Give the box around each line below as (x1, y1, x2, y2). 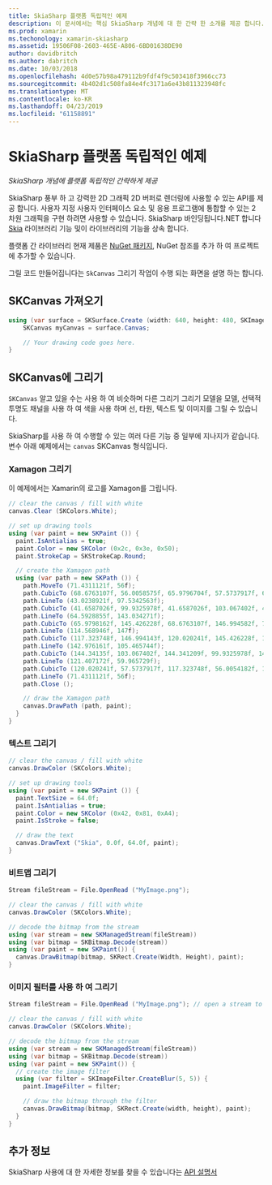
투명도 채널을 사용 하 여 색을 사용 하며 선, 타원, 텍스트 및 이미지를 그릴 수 (8, 403, 236, 414)
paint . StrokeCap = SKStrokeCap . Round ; (15, 552, 147, 560)
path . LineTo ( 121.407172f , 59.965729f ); (23, 657, 161, 666)
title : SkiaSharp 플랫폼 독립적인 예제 (8, 11, 128, 20)
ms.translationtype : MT (8, 87, 89, 96)
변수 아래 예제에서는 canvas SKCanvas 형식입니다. (8, 442, 168, 451)
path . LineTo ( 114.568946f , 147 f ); (23, 627, 139, 636)
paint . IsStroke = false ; (15, 817, 100, 825)
